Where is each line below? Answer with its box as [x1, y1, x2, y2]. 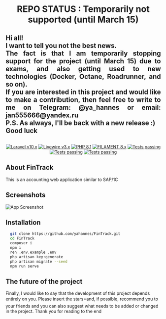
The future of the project [5, 277, 83, 285]
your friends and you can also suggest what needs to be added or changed [5, 303, 159, 309]
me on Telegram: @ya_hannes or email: [5, 103, 161, 112]
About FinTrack [5, 163, 54, 172]
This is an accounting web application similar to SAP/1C [5, 177, 118, 182]
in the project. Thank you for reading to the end [5, 308, 102, 315]
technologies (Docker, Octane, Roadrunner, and [5, 72, 161, 81]
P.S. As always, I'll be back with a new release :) [5, 119, 156, 127]
